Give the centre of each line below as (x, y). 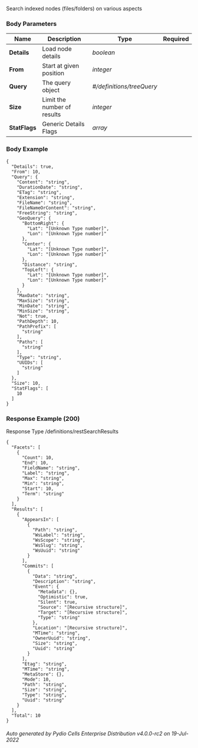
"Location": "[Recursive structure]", (80, 628)
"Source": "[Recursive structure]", (82, 607)
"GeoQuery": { (34, 218)
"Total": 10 (26, 716)
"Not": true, (33, 316)
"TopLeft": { (38, 270)
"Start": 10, (38, 489)
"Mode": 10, (36, 679)
